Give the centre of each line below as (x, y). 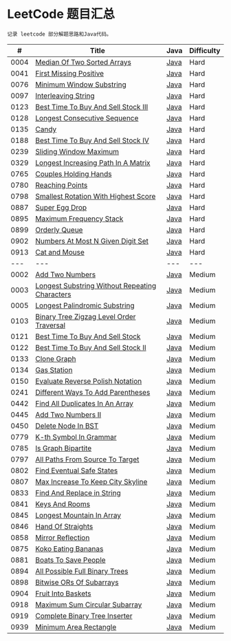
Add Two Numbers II (68, 415)
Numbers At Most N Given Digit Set (92, 241)
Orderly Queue (59, 230)
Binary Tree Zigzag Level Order (86, 316)
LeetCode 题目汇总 (61, 14)
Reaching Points (62, 185)
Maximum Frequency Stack (79, 219)
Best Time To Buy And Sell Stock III (92, 107)
